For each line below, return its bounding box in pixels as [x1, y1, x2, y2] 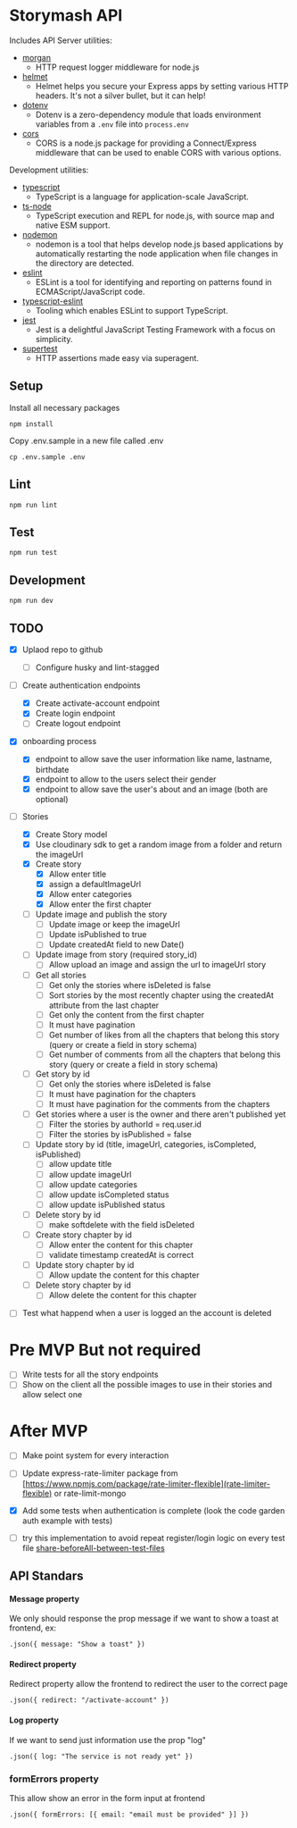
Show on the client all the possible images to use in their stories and [21, 1379, 273, 1390]
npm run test [9, 549, 58, 558]
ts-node [21, 200, 52, 211]
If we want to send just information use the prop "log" [9, 1734, 207, 1745]
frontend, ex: [9, 1623, 56, 1633]
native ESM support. [35, 220, 111, 231]
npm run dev [9, 596, 54, 606]
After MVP [9, 1421, 88, 1441]
